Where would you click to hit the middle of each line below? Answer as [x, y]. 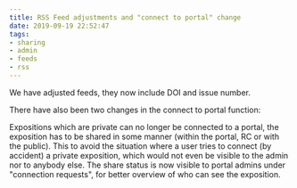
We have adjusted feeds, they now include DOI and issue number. [130, 92]
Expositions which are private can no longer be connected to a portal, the [144, 127]
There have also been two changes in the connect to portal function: [135, 110]
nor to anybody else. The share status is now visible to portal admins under [148, 165]
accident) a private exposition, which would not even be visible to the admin [149, 155]
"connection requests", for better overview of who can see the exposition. [145, 174]
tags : [19, 34]
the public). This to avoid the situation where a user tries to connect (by [140, 146]
